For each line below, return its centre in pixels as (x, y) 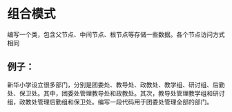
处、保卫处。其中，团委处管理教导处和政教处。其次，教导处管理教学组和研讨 (116, 93)
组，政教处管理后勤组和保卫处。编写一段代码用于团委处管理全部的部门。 (110, 102)
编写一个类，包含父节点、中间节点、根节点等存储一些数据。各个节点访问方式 (116, 34)
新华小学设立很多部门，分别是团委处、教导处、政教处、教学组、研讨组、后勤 (116, 85)
